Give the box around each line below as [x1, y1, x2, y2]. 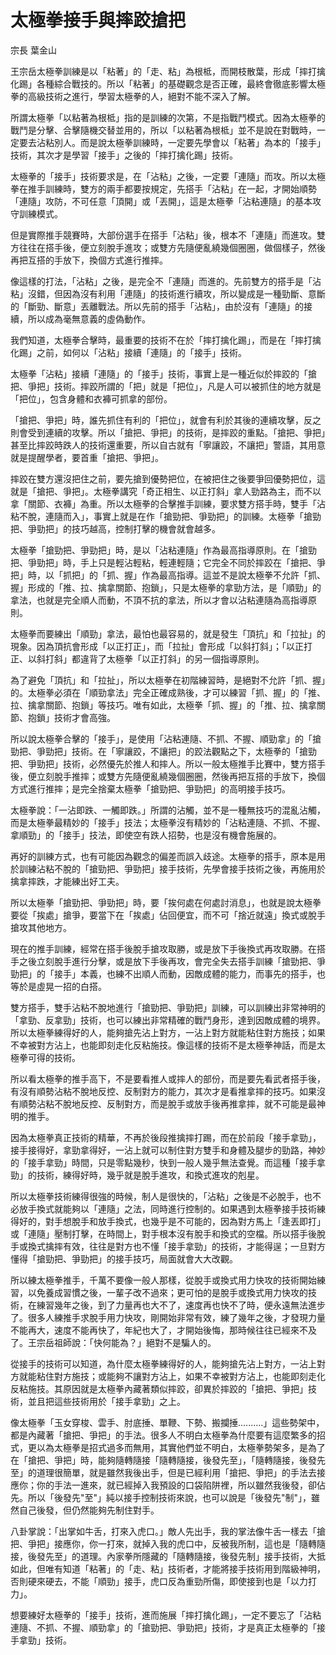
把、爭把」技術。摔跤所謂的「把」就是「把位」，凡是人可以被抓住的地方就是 [10, 380, 322, 392]
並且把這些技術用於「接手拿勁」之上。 [27, 1395, 186, 1407]
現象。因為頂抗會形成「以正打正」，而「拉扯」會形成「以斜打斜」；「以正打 [10, 640, 313, 652]
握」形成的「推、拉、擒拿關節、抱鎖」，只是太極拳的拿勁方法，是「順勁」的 [10, 581, 322, 593]
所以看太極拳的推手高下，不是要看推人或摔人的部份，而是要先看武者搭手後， [10, 1072, 326, 1085]
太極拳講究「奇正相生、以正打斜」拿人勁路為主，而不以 [93, 485, 322, 497]
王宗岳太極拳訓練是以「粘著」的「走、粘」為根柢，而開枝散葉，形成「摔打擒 [10, 65, 326, 77]
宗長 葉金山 [10, 44, 57, 56]
